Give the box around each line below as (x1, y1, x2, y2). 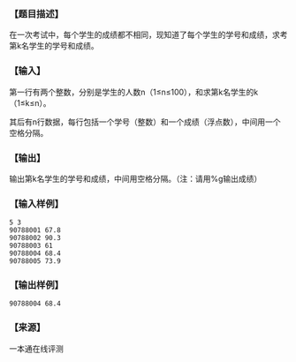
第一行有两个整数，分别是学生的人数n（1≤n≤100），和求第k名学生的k (9, 87, 259, 97)
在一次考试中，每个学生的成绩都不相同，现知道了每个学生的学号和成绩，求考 (9, 29, 288, 41)
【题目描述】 (9, 7, 65, 19)
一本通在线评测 (9, 343, 64, 354)
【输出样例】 (9, 279, 65, 291)
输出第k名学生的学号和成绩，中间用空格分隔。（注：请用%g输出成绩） (9, 173, 262, 184)
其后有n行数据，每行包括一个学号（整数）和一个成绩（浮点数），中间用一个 (9, 117, 281, 127)
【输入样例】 (9, 197, 65, 209)
